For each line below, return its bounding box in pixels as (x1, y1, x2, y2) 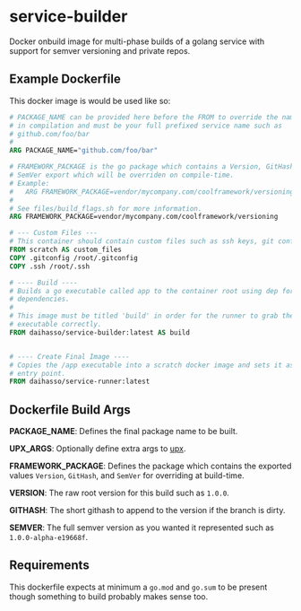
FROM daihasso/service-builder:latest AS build (9, 327, 191, 337)
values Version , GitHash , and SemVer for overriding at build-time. (9, 470, 245, 481)
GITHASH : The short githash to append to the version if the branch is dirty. (9, 505, 286, 516)
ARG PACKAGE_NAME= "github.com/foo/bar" (9, 146, 159, 155)
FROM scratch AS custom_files (9, 245, 123, 254)
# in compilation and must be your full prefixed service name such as (9, 121, 282, 130)
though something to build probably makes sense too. (9, 590, 209, 602)
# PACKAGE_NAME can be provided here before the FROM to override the (9, 112, 279, 122)
